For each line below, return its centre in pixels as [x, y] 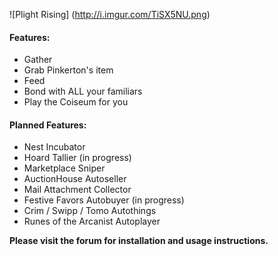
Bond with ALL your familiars [83, 91]
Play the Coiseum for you [76, 102]
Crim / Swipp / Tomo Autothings [90, 211]
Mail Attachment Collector [77, 190]
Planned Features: [48, 125]
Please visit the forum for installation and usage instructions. [139, 241]
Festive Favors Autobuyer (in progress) [104, 200]
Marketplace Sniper [64, 168]
